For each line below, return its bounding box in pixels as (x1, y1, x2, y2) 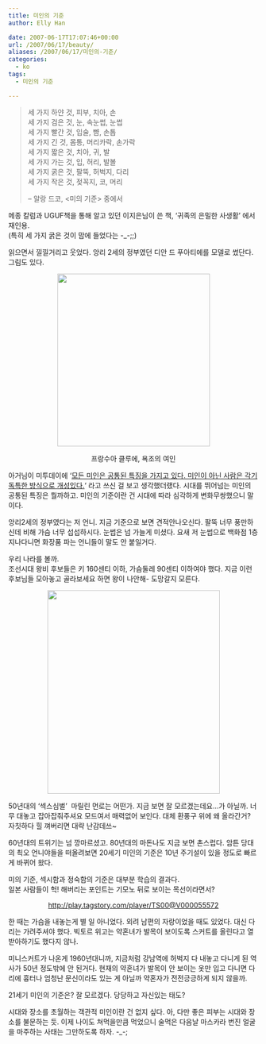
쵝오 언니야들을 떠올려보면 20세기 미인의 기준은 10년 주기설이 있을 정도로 (16, 847, 242, 857)
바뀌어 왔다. (16, 857, 53, 867)
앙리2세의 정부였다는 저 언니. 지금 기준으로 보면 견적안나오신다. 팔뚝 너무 (8, 517, 233, 526)
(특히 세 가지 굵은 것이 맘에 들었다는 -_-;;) (8, 230, 137, 240)
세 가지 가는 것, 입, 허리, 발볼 (27, 156, 117, 167)
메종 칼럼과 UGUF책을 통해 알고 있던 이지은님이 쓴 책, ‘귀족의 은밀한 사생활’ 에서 (8, 210, 256, 220)
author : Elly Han (8, 19, 66, 27)
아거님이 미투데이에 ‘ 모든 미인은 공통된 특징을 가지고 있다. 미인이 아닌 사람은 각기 (8, 470, 258, 480)
